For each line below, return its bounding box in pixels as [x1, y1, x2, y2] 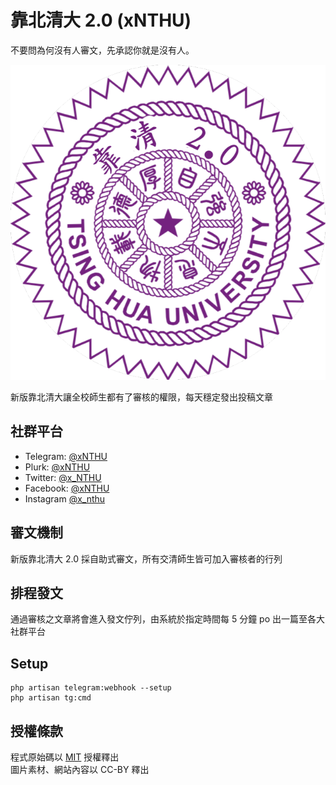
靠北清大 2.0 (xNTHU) [10, 9, 192, 32]
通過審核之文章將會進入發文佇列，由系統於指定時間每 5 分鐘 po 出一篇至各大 [10, 613, 326, 625]
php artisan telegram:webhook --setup [10, 683, 172, 693]
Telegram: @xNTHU [24, 450, 108, 462]
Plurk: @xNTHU [24, 461, 91, 473]
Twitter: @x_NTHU [24, 471, 102, 483]
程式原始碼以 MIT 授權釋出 [10, 751, 120, 763]
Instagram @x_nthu [24, 492, 106, 505]
